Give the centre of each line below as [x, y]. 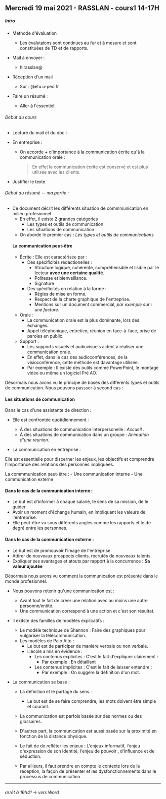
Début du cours [21, 117]
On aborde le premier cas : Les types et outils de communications [87, 235]
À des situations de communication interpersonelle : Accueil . [82, 430]
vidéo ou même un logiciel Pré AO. [62, 373]
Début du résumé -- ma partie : [37, 193]
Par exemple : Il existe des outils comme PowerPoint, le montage [93, 368]
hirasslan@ [31, 67]
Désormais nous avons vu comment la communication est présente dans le [82, 576]
